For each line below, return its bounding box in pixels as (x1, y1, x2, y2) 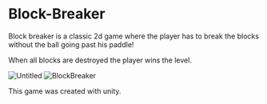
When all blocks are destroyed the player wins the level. (8, 55, 192, 65)
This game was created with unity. (8, 86, 122, 96)
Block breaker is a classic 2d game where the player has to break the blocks (8, 31, 260, 41)
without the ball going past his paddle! (8, 39, 134, 49)
